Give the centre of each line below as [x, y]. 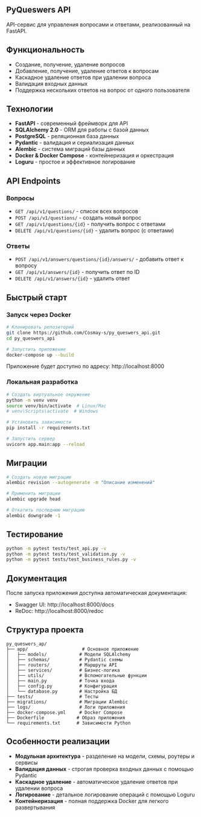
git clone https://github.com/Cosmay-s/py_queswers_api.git [84, 332]
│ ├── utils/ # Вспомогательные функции [77, 675]
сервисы [26, 762]
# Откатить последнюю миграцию [46, 510]
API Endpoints [33, 181]
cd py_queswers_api [31, 338]
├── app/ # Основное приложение [72, 649]
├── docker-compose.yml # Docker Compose [64, 712]
